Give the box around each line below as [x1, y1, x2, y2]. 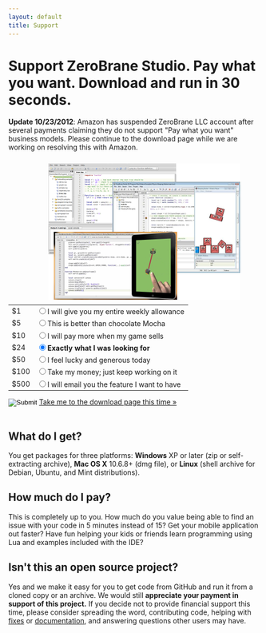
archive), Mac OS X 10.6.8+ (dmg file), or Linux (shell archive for [43, 460, 256, 468]
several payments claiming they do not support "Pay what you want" [8, 125, 234, 135]
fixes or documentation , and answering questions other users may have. [8, 615, 247, 625]
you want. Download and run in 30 [8, 74, 240, 92]
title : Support [8, 21, 59, 30]
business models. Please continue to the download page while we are [8, 134, 238, 144]
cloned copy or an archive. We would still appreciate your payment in [8, 590, 240, 599]
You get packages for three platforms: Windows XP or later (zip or [8, 451, 227, 460]
